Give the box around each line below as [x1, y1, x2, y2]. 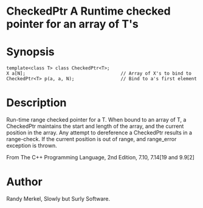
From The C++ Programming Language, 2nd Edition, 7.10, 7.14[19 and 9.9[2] [6, 154, 194, 161]
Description [6, 96, 67, 110]
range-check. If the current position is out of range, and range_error [6, 136, 177, 143]
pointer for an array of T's [6, 17, 139, 31]
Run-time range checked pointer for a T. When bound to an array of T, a [6, 116, 187, 123]
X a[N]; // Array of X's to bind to [6, 71, 191, 77]
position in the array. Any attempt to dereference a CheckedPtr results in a [6, 129, 193, 136]
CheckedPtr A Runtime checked [6, 4, 171, 18]
